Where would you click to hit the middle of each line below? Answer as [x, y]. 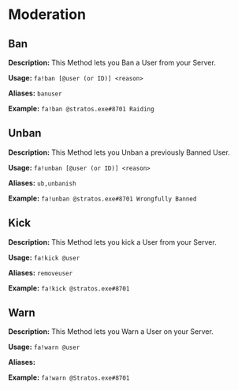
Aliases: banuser [35, 93]
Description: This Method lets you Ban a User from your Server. [112, 62]
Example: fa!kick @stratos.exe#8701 [69, 288]
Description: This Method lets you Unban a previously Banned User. [119, 152]
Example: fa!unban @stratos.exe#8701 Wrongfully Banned [102, 198]
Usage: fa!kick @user [44, 257]
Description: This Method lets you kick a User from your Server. [112, 242]
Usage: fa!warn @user [44, 347]
